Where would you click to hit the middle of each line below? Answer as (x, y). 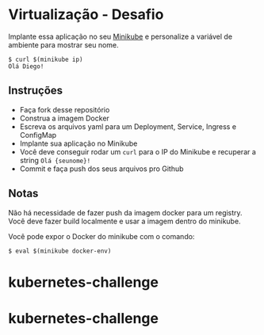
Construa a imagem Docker (64, 118)
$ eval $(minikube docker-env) (60, 251)
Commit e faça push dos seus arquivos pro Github (101, 169)
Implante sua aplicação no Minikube (78, 143)
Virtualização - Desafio (86, 15)
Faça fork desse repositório (65, 109)
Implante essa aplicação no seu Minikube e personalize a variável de (120, 36)
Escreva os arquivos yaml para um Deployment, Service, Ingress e (128, 126)
